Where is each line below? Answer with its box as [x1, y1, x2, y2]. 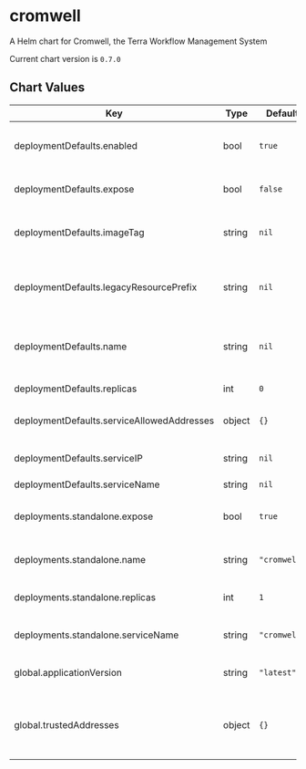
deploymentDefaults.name [14, 339, 127, 352]
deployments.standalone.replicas [14, 590, 157, 603]
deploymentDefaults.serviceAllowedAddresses [14, 414, 215, 427]
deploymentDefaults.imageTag [14, 225, 145, 238]
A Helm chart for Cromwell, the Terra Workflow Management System [9, 36, 268, 47]
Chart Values [9, 79, 86, 96]
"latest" [259, 667, 297, 678]
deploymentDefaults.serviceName [14, 478, 160, 491]
